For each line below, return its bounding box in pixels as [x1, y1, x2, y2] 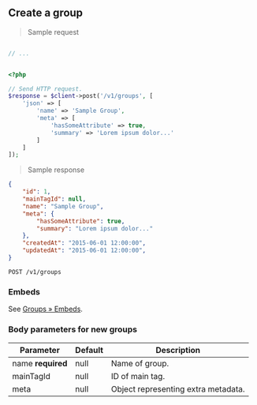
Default [74, 344, 104, 355]
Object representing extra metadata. [110, 383, 246, 394]
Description [155, 344, 201, 355]
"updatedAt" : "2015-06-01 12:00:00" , [22, 246, 147, 255]
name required [12, 358, 68, 369]
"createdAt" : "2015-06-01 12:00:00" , [22, 239, 147, 247]
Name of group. [110, 358, 169, 369]
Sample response [27, 165, 85, 174]
